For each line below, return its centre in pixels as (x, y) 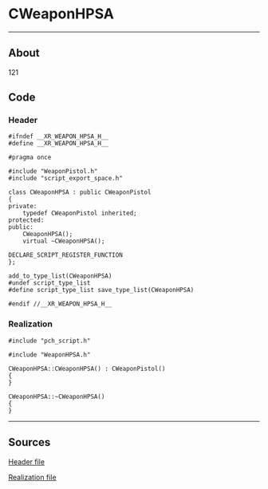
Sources (30, 442)
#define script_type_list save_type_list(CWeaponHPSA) (101, 290)
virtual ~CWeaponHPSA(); (64, 241)
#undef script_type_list (49, 283)
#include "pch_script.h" (49, 341)
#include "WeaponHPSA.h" (49, 355)
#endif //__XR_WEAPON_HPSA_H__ (60, 304)
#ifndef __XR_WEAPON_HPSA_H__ (59, 136)
